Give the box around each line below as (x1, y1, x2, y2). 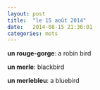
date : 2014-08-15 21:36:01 (7, 23, 93, 30)
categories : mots (7, 30, 58, 37)
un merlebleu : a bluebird (7, 77, 80, 85)
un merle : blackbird (7, 63, 65, 71)
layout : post (7, 10, 46, 18)
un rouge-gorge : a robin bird (7, 49, 92, 58)
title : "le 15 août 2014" (7, 17, 87, 24)
